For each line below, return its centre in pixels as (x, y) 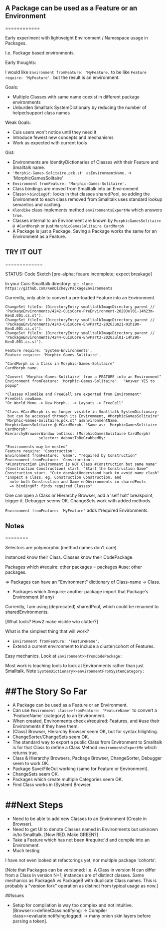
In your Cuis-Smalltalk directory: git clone (49, 283)
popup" (12, 385)
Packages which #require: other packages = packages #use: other (74, 567)
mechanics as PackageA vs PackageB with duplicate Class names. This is (81, 881)
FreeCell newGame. (24, 399)
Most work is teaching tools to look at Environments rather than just (75, 666)
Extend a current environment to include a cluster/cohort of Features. (83, 646)
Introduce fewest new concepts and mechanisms (63, 137)
